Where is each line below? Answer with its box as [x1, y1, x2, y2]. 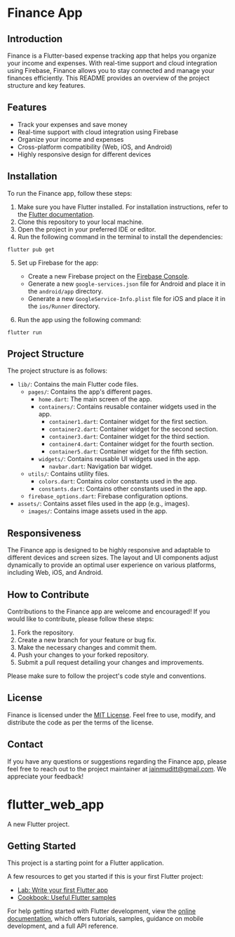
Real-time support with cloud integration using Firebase [17, 128, 179, 136]
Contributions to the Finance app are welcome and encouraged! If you [7, 607, 210, 616]
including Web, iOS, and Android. [7, 569, 103, 577]
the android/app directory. [27, 286, 104, 295]
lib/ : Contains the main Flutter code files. [17, 380, 139, 389]
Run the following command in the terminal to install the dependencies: [17, 232, 223, 241]
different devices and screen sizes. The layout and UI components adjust [7, 553, 219, 562]
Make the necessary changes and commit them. [17, 644, 157, 652]
